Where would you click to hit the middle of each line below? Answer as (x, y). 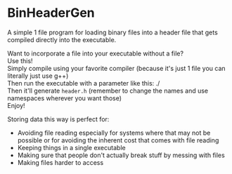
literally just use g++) (38, 76)
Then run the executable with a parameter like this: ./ (84, 83)
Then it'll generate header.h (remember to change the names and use (108, 91)
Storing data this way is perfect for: (58, 119)
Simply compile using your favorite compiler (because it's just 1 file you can (117, 68)
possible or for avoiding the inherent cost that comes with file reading (118, 140)
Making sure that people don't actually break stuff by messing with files (121, 155)
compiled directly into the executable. (62, 39)
